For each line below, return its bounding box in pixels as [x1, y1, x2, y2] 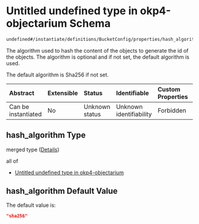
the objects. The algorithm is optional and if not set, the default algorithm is [6, 53, 190, 60]
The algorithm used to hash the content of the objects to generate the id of [6, 47, 189, 54]
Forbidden [158, 106, 187, 114]
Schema [69, 17, 111, 30]
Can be [9, 103, 30, 111]
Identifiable [115, 89, 149, 97]
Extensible [47, 89, 78, 97]
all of [6, 157, 19, 164]
